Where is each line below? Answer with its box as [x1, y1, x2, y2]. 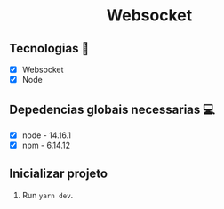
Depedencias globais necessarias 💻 [9, 101, 216, 117]
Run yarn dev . [21, 189, 74, 200]
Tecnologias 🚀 [9, 41, 90, 56]
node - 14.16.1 [21, 130, 72, 141]
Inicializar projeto [9, 166, 108, 181]
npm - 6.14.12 [21, 140, 71, 150]
